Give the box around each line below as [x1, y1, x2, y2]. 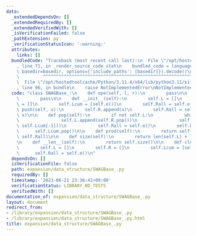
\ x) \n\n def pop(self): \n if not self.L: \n [16, 112, 154, 118]
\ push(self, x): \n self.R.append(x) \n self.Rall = [16, 107, 182, 112]
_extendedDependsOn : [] [11, 14, 69, 20]
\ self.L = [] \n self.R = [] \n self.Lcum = [16, 145, 180, 151]
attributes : [11, 47, 41, 53]
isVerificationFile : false [11, 161, 77, 167]
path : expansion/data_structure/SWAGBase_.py [11, 166, 125, 173]
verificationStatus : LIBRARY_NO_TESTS [11, 183, 107, 189]
